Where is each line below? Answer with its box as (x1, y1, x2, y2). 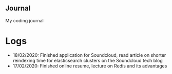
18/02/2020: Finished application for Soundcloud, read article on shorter (12, 52, 166, 58)
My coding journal (5, 17, 44, 23)
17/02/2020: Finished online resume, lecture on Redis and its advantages (12, 63, 167, 69)
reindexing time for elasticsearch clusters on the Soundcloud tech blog (12, 57, 163, 63)
